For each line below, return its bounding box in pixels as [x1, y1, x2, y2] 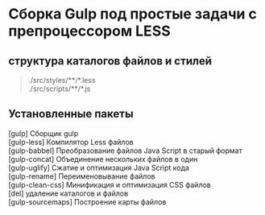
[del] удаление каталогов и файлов [8, 188, 129, 198]
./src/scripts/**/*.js [27, 84, 91, 93]
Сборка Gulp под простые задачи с [8, 5, 258, 23]
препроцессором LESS [8, 22, 171, 40]
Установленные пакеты [8, 107, 135, 121]
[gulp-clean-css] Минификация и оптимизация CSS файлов [8, 180, 211, 189]
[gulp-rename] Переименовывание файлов [8, 171, 155, 181]
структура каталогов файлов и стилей [8, 54, 212, 68]
